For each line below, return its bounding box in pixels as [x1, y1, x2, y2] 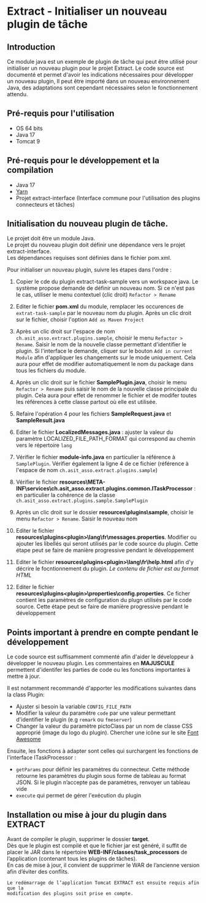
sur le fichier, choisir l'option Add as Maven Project [15, 316, 145, 323]
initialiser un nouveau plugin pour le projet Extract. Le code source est [7, 64, 185, 72]
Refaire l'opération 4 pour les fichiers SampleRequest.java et [15, 410, 172, 417]
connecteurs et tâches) [15, 200, 75, 208]
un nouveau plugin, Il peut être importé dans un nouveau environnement [7, 78, 189, 85]
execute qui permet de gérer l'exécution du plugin [15, 792, 142, 799]
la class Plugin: [7, 691, 45, 698]
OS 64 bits [15, 124, 43, 132]
